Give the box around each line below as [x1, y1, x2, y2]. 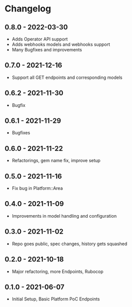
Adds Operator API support [11, 36, 68, 42]
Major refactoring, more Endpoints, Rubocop [11, 268, 104, 275]
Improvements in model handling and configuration [11, 213, 117, 219]
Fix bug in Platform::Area [11, 185, 63, 191]
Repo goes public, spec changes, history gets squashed [11, 241, 128, 247]
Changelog [4, 3, 51, 14]
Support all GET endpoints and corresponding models [11, 74, 123, 80]
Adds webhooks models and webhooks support [11, 41, 110, 47]
